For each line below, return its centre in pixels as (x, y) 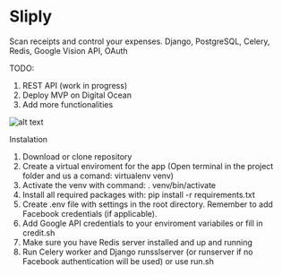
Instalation (28, 139)
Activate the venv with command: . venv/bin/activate (119, 185)
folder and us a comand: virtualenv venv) (98, 176)
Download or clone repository (77, 156)
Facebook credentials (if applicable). (90, 213)
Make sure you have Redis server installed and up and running (137, 242)
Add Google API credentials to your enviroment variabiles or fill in (143, 223)
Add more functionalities (68, 104)
